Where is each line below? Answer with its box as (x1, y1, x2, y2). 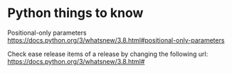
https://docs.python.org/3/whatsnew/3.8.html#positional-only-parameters (7, 35, 225, 44)
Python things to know (7, 5, 144, 21)
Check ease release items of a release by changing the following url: (7, 50, 209, 58)
